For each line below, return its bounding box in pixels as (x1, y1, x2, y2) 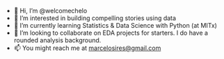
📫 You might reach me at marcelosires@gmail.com (13, 44, 161, 52)
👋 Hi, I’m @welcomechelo (13, 7, 88, 15)
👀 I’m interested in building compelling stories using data (13, 14, 176, 22)
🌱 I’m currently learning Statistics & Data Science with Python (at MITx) (13, 22, 218, 29)
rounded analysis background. (13, 36, 102, 44)
